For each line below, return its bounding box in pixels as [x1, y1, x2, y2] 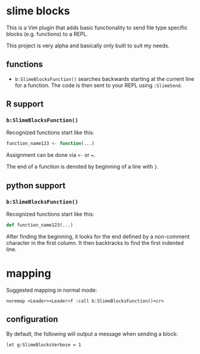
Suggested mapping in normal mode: [6, 286, 97, 294]
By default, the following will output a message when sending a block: [6, 330, 178, 337]
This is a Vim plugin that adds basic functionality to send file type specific [6, 24, 188, 31]
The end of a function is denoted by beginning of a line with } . [6, 163, 159, 170]
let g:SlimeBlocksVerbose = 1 [6, 341, 82, 348]
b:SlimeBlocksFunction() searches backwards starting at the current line [14, 75, 195, 82]
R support [6, 99, 44, 109]
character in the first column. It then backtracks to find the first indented [6, 239, 184, 246]
